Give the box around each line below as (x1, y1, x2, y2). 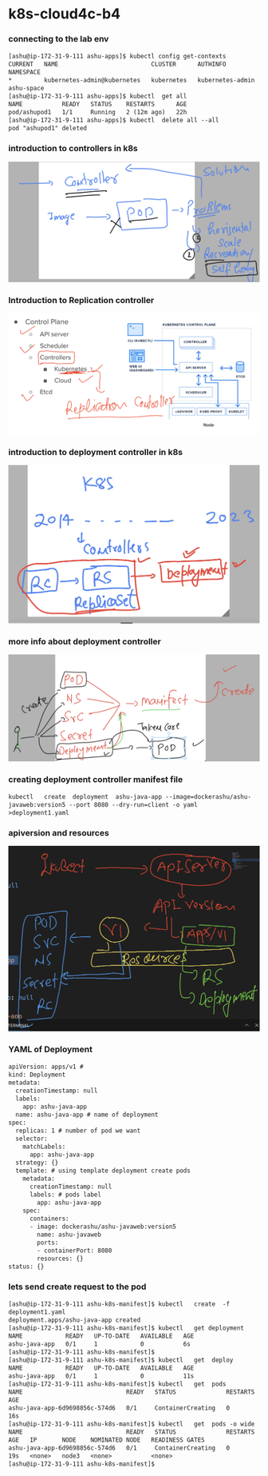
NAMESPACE (8, 69, 41, 77)
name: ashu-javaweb (37, 1231, 102, 1239)
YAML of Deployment (8, 1043, 93, 1055)
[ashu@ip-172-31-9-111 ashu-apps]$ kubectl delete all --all (8, 117, 219, 125)
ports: (37, 1239, 59, 1247)
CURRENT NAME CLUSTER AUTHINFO (8, 61, 227, 69)
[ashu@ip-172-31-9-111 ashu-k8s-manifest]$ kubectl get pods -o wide (8, 1420, 255, 1428)
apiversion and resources (8, 827, 109, 838)
